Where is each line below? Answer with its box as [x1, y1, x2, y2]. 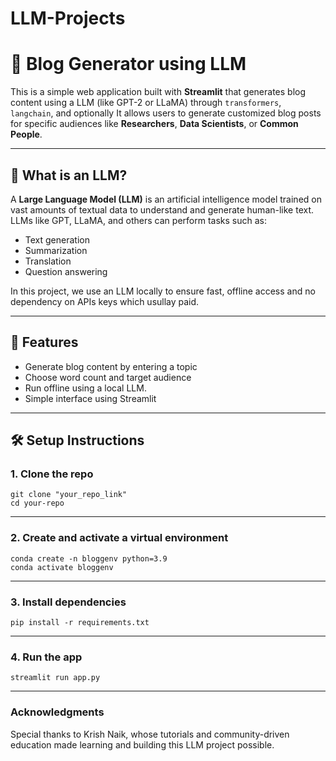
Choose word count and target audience [24, 371, 192, 383]
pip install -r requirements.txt [10, 618, 150, 628]
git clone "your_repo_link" [10, 490, 128, 500]
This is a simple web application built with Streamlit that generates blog [10, 86, 307, 98]
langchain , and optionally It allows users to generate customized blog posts [10, 107, 322, 119]
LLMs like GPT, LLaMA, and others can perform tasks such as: [10, 214, 267, 226]
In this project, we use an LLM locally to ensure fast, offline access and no [10, 285, 316, 297]
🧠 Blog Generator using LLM [10, 53, 247, 76]
